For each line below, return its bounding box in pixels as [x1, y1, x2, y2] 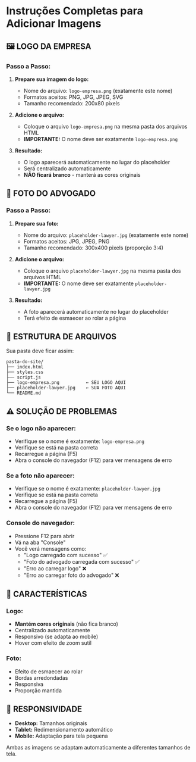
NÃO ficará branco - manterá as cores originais [23, 171, 141, 178]
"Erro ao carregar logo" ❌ [23, 564, 87, 572]
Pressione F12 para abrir [14, 532, 75, 539]
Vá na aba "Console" [14, 539, 67, 546]
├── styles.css [6, 369, 44, 376]
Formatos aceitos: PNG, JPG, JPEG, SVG [23, 93, 124, 101]
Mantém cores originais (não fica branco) [14, 620, 119, 627]
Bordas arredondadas [14, 674, 68, 681]
